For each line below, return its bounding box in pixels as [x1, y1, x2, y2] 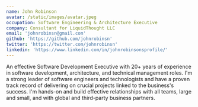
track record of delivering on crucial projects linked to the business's [6, 82, 174, 89]
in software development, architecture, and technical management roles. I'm [6, 69, 193, 76]
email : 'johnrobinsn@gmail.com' [6, 31, 86, 36]
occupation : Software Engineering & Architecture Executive [6, 19, 158, 25]
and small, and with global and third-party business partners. [6, 94, 155, 101]
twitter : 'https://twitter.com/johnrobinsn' [6, 42, 118, 48]
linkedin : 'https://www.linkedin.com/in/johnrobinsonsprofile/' [6, 47, 168, 53]
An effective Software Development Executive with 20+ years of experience [6, 63, 191, 70]
